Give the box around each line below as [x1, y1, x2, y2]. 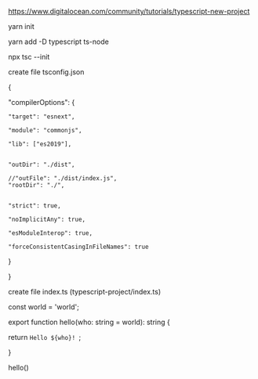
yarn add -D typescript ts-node [8, 37, 110, 46]
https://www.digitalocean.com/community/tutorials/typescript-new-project [8, 7, 250, 16]
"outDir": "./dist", [8, 161, 76, 168]
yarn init [8, 22, 35, 31]
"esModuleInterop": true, [8, 229, 93, 237]
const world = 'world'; [8, 302, 80, 312]
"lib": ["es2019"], [8, 140, 72, 148]
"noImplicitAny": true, [8, 215, 86, 223]
